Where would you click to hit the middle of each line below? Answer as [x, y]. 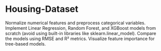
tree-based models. [26, 44]
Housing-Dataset [42, 9]
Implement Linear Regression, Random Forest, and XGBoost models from [81, 28]
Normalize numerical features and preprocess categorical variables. [75, 23]
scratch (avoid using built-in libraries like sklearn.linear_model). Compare [81, 33]
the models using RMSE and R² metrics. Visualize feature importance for [80, 39]
